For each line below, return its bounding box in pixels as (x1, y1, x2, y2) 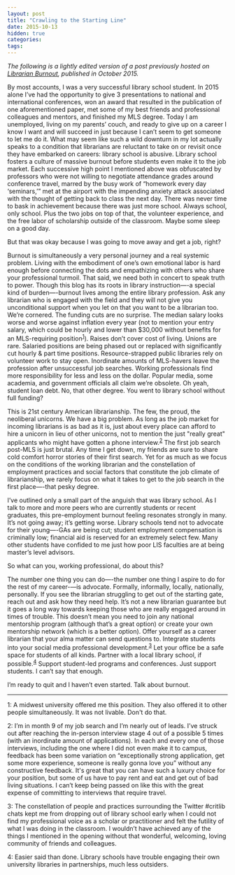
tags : (7, 43, 23, 50)
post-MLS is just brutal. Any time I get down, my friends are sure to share (7, 446, 218, 454)
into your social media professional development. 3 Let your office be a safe (7, 642, 224, 651)
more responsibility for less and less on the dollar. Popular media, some (7, 371, 213, 380)
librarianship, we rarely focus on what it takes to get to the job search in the (7, 475, 225, 483)
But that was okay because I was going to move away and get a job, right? (7, 238, 222, 246)
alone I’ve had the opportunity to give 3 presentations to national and (7, 90, 206, 99)
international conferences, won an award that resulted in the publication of (7, 98, 222, 106)
